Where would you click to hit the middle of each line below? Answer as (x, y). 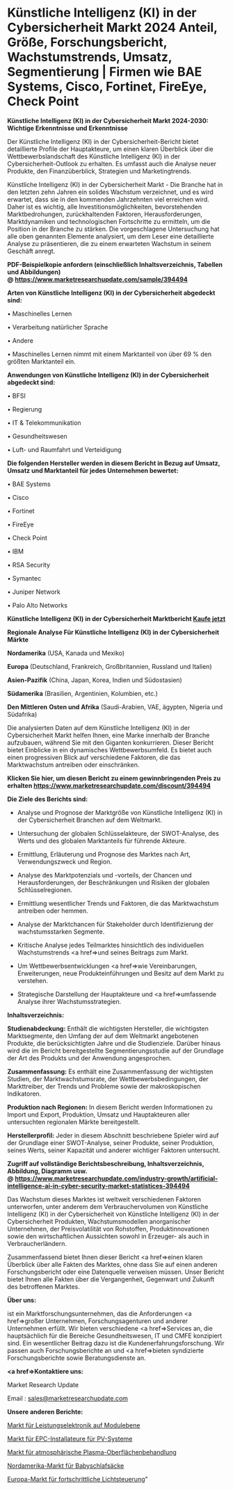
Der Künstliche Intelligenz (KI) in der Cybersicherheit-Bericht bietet (103, 141)
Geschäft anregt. (31, 251)
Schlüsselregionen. (45, 890)
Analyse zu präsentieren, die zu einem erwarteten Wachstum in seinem (109, 243)
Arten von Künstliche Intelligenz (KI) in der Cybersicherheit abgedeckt (111, 293)
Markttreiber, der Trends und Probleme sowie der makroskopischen (104, 1086)
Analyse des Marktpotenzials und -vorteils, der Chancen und (105, 875)
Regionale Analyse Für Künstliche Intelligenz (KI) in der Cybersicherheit (113, 632)
